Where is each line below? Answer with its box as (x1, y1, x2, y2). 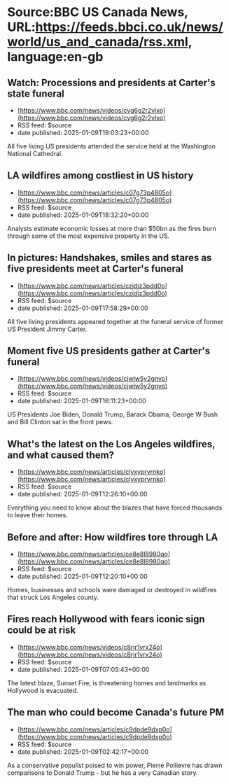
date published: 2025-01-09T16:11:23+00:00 (17, 397, 147, 405)
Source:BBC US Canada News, (7, 4, 188, 20)
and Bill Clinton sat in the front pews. (7, 418, 113, 426)
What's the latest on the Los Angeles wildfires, (7, 438, 216, 450)
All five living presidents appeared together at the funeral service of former (7, 317, 224, 325)
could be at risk (7, 624, 76, 636)
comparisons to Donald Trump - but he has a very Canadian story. (7, 768, 198, 777)
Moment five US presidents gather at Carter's (7, 345, 211, 357)
